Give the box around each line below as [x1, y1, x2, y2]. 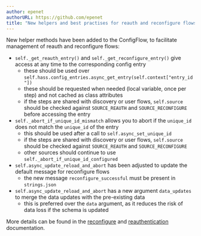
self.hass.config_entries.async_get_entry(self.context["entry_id [23, 74, 193, 81]
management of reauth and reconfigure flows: [6, 43, 120, 50]
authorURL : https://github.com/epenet [6, 14, 103, 20]
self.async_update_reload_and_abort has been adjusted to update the [14, 162, 187, 169]
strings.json [23, 182, 57, 188]
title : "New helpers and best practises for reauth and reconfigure [6, 20, 181, 26]
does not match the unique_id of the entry [14, 124, 119, 131]
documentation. [6, 225, 45, 232]
